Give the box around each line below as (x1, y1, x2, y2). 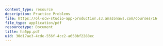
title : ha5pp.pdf (5, 29, 40, 34)
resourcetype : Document (5, 25, 53, 30)
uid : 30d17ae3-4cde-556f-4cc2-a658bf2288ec (5, 34, 95, 39)
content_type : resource (5, 7, 53, 12)
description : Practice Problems (5, 11, 70, 16)
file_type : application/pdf (5, 20, 62, 25)
